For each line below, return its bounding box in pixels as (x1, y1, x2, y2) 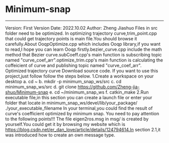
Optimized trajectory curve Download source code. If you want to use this (5, 67, 158, 74)
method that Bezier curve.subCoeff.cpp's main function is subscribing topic (5, 51, 162, 57)
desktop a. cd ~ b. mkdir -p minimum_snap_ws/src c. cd (5, 78, 122, 84)
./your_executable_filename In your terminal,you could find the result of (5, 105, 153, 111)
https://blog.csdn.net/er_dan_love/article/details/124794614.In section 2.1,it (5, 126, 161, 132)
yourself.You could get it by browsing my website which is (5, 121, 126, 127)
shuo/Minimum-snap (5, 89, 49, 95)
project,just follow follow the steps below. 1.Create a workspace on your (5, 73, 154, 79)
